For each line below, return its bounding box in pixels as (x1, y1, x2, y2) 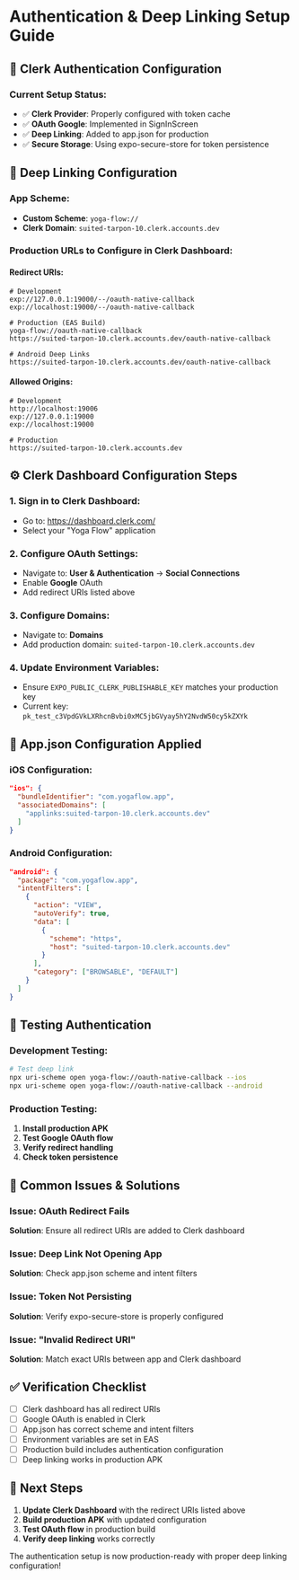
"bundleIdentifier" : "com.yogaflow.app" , (17, 792, 175, 801)
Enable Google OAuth (22, 577, 103, 587)
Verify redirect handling (22, 1143, 114, 1153)
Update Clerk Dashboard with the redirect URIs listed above (22, 1505, 246, 1515)
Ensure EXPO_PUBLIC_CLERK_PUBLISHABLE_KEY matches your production (22, 682, 278, 693)
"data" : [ (32, 917, 70, 926)
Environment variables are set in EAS (22, 1434, 159, 1444)
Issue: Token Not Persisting (9, 1291, 132, 1303)
